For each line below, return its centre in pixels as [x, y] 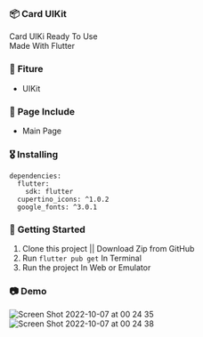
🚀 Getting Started [48, 229]
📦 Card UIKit [38, 13]
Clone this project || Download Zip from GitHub [108, 249]
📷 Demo [28, 292]
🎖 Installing [34, 154]
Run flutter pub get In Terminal [82, 258]
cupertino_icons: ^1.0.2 [63, 200]
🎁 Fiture [26, 69]
